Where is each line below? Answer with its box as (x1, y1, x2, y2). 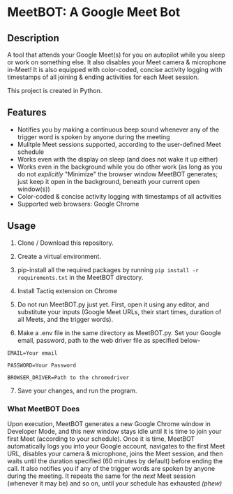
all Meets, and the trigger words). (17, 315, 114, 323)
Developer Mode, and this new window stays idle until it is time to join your (7, 427, 222, 435)
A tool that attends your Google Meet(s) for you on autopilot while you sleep (7, 50, 225, 59)
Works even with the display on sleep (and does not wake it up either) (17, 155, 218, 163)
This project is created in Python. (7, 87, 103, 94)
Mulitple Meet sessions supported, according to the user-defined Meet (17, 140, 221, 148)
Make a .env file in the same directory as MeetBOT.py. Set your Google (17, 328, 221, 337)
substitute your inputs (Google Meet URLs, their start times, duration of (17, 307, 222, 316)
